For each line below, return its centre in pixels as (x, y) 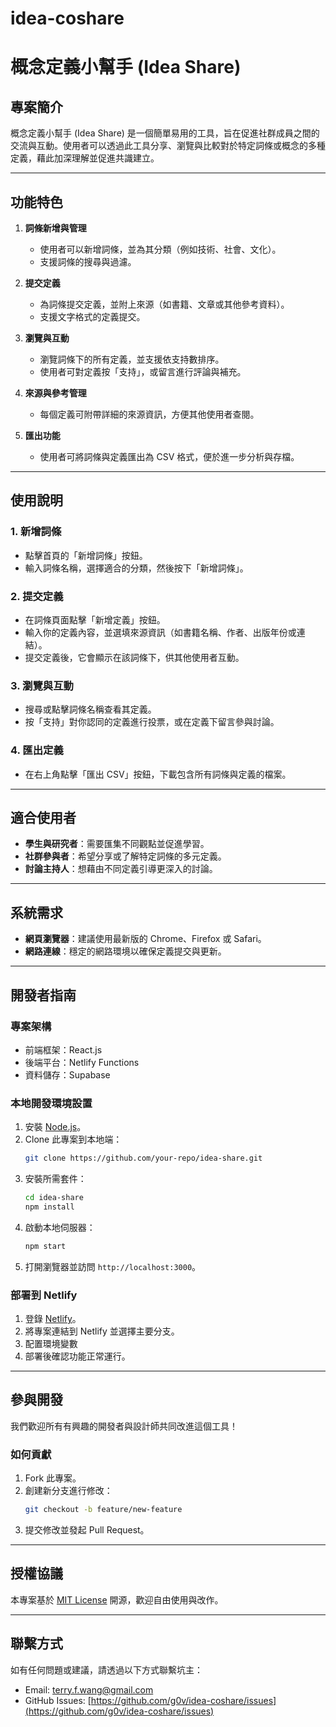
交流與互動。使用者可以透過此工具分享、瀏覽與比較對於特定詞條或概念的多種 (168, 146)
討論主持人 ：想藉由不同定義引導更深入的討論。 (121, 869)
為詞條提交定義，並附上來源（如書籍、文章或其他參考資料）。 (164, 304)
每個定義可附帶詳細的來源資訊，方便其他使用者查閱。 (149, 414)
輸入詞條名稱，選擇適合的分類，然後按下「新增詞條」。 (136, 568)
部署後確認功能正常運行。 (77, 1356)
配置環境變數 (51, 1343)
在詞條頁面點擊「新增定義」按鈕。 (95, 619)
